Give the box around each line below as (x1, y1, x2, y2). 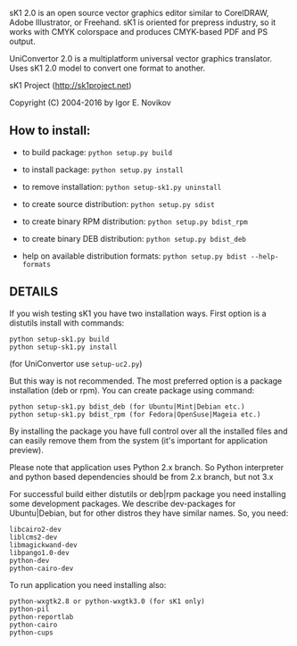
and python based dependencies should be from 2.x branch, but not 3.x (9, 471, 274, 482)
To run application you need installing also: (9, 579, 167, 590)
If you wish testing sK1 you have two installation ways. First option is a (9, 308, 267, 319)
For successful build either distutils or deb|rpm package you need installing (9, 488, 287, 499)
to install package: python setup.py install (21, 164, 185, 175)
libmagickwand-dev (9, 540, 78, 550)
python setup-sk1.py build (9, 335, 110, 344)
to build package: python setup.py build (21, 146, 172, 157)
